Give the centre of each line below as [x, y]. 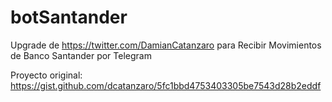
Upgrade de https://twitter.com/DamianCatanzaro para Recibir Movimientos [166, 45]
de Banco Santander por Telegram [81, 55]
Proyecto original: [46, 75]
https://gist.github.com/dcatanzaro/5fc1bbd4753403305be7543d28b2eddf [166, 85]
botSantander [69, 17]
